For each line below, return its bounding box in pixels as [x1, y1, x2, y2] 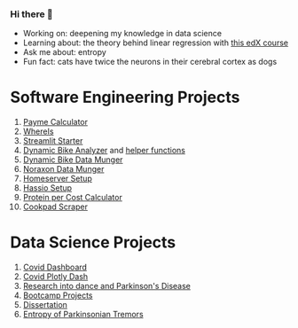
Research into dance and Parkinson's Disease [22, 281, 192, 292]
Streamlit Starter [22, 136, 83, 146]
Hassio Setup [22, 183, 73, 193]
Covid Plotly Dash [22, 271, 89, 282]
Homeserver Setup [22, 173, 92, 184]
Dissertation [22, 300, 67, 310]
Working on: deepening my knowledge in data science [22, 28, 223, 39]
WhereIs [22, 126, 54, 137]
